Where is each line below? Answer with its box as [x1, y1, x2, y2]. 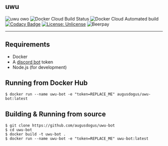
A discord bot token [12, 58, 53, 65]
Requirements [5, 40, 50, 49]
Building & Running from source [5, 109, 106, 118]
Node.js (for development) [12, 64, 67, 70]
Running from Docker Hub [5, 78, 88, 87]
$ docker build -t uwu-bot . [5, 132, 66, 137]
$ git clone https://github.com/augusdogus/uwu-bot [5, 123, 115, 128]
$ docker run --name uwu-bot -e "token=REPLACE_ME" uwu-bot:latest [5, 136, 149, 141]
